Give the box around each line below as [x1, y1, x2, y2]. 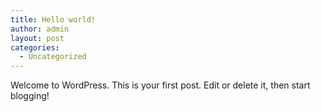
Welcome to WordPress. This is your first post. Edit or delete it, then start [10, 79, 311, 91]
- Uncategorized [19, 52, 87, 62]
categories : [10, 42, 60, 53]
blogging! [10, 90, 50, 102]
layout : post [10, 33, 65, 43]
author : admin [10, 24, 70, 34]
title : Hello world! [10, 14, 97, 25]
